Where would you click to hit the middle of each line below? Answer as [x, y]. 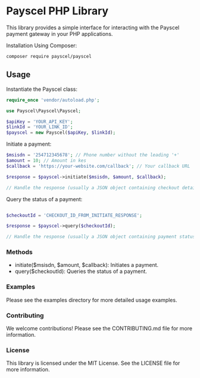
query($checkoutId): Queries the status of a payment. [81, 271]
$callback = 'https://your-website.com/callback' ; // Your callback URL [98, 166]
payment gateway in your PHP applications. [60, 33]
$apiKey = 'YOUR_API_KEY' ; [40, 122]
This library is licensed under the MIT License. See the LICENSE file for [93, 363]
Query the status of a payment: [44, 199]
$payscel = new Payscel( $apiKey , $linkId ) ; [61, 133]
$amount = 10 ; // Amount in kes [46, 161]
